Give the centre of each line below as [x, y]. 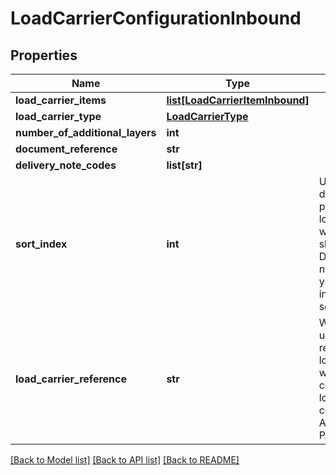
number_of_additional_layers [86, 132]
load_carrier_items [61, 100]
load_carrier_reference [71, 379]
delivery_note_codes [66, 165]
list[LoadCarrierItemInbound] [238, 100]
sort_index [41, 244]
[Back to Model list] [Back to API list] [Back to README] [125, 460]
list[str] [184, 165]
